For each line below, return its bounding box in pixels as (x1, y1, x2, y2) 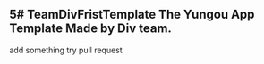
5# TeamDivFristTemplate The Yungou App (9, 7, 255, 22)
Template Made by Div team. (9, 21, 173, 36)
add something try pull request (9, 44, 123, 55)
